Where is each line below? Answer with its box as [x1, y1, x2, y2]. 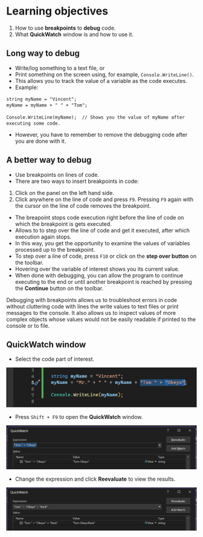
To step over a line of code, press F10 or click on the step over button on [14, 252, 197, 260]
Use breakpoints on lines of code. [14, 171, 100, 178]
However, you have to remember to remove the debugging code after [14, 131, 188, 138]
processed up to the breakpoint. [14, 246, 95, 253]
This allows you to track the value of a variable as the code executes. [14, 77, 187, 84]
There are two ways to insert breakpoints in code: [14, 177, 139, 185]
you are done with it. [14, 137, 66, 145]
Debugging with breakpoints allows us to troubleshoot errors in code [6, 296, 177, 303]
